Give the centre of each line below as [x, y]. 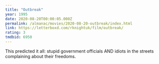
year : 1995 [16, 14]
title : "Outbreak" [24, 10]
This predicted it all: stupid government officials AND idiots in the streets [79, 51]
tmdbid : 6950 [19, 37]
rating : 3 [15, 32]
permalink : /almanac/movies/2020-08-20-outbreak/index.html [69, 23]
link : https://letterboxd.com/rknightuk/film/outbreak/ [64, 28]
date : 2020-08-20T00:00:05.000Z [39, 19]
